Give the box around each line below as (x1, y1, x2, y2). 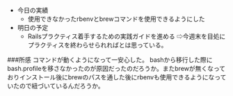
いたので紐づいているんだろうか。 (7, 82, 104, 90)
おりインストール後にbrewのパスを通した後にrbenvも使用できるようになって (7, 73, 227, 81)
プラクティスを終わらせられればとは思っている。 (27, 41, 168, 49)
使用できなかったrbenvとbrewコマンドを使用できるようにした (27, 15, 205, 23)
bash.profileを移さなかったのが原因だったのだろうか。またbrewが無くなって (7, 65, 226, 72)
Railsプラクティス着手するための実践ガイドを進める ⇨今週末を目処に (27, 32, 226, 40)
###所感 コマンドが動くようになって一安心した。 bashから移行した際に (7, 56, 214, 64)
